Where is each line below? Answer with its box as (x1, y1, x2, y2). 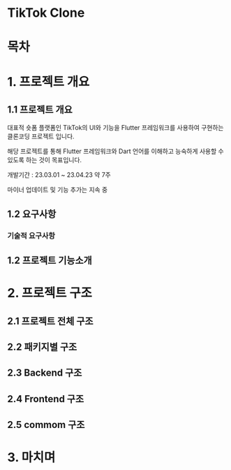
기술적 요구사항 (7, 231, 56, 241)
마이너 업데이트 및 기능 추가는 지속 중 (7, 185, 108, 194)
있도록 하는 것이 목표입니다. (7, 156, 82, 164)
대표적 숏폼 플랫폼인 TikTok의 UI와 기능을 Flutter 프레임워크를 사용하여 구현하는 (7, 124, 224, 132)
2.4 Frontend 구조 (7, 393, 84, 405)
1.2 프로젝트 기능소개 (7, 255, 92, 266)
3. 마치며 (7, 450, 56, 466)
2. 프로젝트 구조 (7, 285, 92, 301)
